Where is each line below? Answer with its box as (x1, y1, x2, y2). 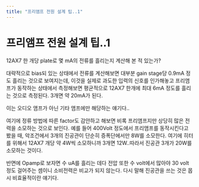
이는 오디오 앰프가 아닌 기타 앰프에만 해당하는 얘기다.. (6, 104, 129, 112)
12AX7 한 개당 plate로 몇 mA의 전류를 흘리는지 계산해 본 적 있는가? (6, 57, 162, 64)
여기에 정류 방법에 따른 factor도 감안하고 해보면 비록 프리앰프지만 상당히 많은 (6, 117, 184, 124)
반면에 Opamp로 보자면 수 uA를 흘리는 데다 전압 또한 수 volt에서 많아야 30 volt (6, 159, 189, 166)
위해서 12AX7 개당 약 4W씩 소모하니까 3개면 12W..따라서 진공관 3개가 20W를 (12, 139, 192, 146)
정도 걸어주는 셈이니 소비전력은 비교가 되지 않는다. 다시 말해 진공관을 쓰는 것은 (6, 167, 187, 174)
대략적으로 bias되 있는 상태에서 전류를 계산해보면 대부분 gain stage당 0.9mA (6, 69, 185, 77)
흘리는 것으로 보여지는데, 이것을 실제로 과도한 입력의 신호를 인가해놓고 (12, 77, 174, 84)
